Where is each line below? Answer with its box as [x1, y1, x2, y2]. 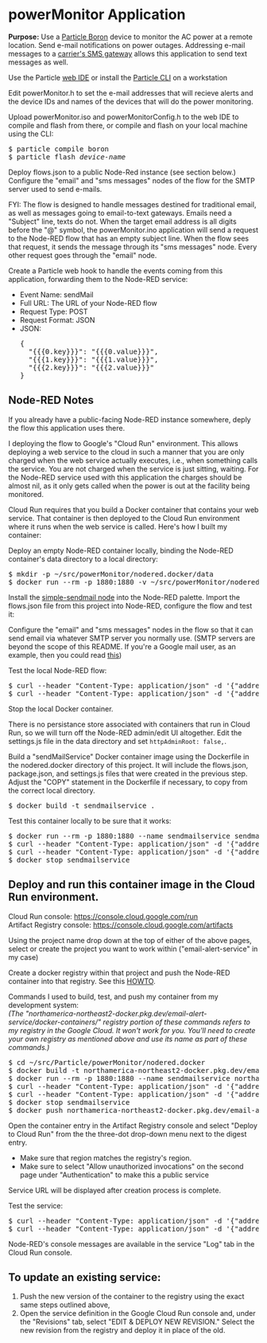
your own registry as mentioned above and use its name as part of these [8, 1034, 248, 1043]
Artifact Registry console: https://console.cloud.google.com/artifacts [8, 920, 234, 930]
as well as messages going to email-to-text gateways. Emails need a [8, 208, 232, 217]
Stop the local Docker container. [8, 703, 114, 714]
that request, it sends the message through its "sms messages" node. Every [8, 241, 257, 252]
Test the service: [8, 1200, 64, 1210]
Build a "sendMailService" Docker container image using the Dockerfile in [8, 751, 250, 762]
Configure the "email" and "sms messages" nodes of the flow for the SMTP [8, 175, 256, 185]
